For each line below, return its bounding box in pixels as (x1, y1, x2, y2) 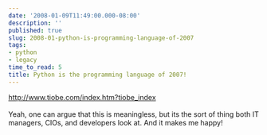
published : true (8, 26, 62, 34)
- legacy (8, 56, 37, 64)
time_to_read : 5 (8, 64, 62, 71)
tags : (8, 41, 26, 49)
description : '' (8, 19, 62, 27)
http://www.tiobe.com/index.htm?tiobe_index (8, 92, 157, 102)
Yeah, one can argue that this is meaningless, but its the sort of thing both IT (8, 109, 259, 119)
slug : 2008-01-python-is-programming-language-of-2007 (8, 33, 194, 42)
